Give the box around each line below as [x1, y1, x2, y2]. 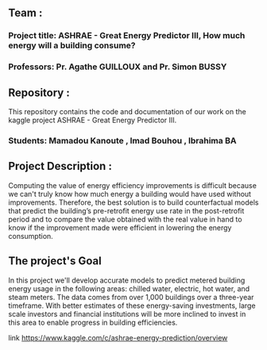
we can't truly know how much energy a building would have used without [8, 189, 252, 198]
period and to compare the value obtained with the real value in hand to [8, 214, 242, 224]
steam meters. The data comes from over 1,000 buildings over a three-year [8, 292, 254, 302]
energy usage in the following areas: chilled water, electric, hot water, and [8, 283, 250, 293]
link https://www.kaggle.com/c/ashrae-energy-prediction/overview [8, 333, 228, 342]
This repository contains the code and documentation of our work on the [8, 107, 246, 117]
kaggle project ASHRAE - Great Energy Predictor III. [8, 115, 177, 125]
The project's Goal [8, 254, 102, 268]
